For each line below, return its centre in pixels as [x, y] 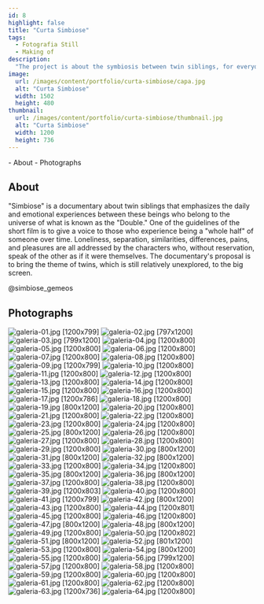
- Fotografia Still [47, 45]
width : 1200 [35, 132]
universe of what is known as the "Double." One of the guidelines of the [124, 223]
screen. [20, 273]
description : [29, 60]
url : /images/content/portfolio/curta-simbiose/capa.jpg [110, 81]
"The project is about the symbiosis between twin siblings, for [125, 67]
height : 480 [35, 103]
